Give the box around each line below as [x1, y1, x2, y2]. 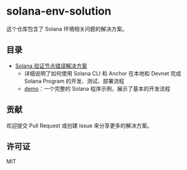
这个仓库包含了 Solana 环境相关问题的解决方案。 [6, 25, 127, 32]
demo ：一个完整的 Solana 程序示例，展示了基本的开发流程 [24, 85, 171, 92]
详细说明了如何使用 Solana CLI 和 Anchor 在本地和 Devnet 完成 [24, 69, 182, 77]
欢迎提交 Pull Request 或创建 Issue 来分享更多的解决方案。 [6, 122, 153, 129]
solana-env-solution [6, 4, 112, 18]
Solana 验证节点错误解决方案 [15, 62, 87, 69]
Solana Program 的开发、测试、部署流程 [24, 77, 124, 85]
